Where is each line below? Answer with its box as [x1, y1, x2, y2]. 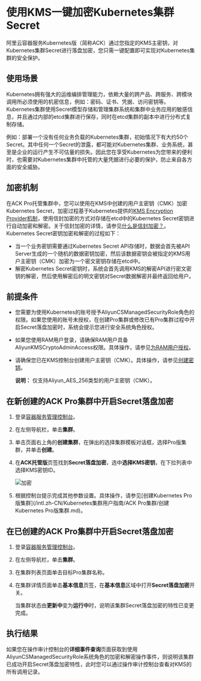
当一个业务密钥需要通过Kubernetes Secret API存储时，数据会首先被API [14, 242, 190, 250]
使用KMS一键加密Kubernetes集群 [6, 5, 175, 19]
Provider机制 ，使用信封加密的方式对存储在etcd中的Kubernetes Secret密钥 [6, 214, 190, 222]
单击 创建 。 [31, 446, 58, 454]
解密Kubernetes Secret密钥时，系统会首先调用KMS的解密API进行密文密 [14, 265, 192, 272]
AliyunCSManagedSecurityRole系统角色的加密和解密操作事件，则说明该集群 [6, 653, 194, 660]
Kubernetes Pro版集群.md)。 [14, 507, 86, 514]
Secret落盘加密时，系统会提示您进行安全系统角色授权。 [20, 323, 158, 331]
